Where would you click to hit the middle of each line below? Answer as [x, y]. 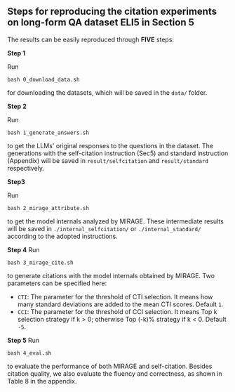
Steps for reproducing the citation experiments [112, 12]
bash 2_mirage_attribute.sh [48, 208]
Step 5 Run [23, 340]
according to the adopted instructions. [62, 236]
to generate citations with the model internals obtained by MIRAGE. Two [111, 275]
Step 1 [16, 53]
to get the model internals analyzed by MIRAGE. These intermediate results [116, 221]
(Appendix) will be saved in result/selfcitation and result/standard [108, 160]
